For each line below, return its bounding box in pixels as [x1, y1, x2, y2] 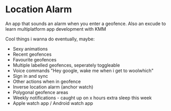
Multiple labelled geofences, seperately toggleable [12, 62, 120, 68]
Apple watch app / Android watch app [12, 100, 93, 106]
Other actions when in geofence [12, 78, 81, 84]
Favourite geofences [12, 56, 56, 62]
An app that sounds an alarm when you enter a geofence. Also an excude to [5, 20, 166, 27]
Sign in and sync [12, 73, 48, 79]
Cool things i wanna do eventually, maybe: [5, 36, 95, 42]
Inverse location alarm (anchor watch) [12, 83, 93, 90]
